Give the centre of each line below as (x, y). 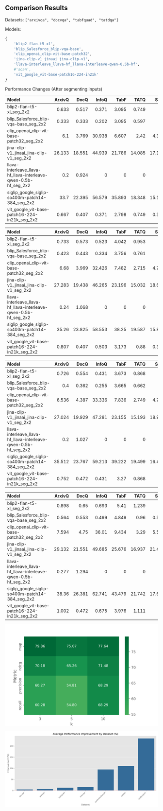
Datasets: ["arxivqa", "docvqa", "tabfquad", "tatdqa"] (62, 19)
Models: (13, 29)
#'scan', (23, 70)
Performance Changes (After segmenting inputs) (54, 89)
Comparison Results (36, 8)
